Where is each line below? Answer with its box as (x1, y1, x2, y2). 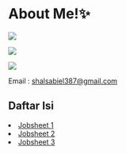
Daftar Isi (8, 99, 54, 113)
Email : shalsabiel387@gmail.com (8, 76, 117, 86)
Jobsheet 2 (18, 129, 55, 138)
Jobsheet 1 (18, 120, 54, 129)
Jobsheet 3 (18, 137, 55, 147)
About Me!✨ (8, 5, 91, 23)
